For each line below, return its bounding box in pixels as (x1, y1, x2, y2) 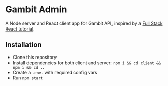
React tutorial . (5, 25, 35, 32)
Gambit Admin (5, 4, 67, 15)
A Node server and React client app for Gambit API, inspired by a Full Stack (5, 20, 163, 26)
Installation (5, 41, 42, 49)
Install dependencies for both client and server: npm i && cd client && (12, 60, 161, 66)
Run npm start (12, 75, 43, 81)
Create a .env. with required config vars (12, 69, 98, 75)
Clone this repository (12, 54, 57, 60)
